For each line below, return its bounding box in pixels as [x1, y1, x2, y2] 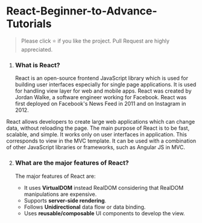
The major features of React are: [14, 173, 96, 180]
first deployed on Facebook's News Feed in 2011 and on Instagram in [14, 100, 186, 108]
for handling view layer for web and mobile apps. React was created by [14, 87, 192, 94]
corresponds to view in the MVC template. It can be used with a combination [6, 137, 197, 145]
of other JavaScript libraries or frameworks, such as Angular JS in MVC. [6, 144, 186, 151]
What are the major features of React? [14, 159, 129, 167]
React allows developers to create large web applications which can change [6, 118, 195, 126]
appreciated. [21, 46, 53, 53]
